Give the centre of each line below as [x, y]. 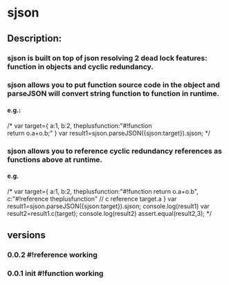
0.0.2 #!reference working [53, 255]
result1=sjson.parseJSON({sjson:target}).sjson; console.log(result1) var [108, 206]
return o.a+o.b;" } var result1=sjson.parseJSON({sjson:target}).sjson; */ [109, 133]
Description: [35, 38]
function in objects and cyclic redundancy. [81, 66]
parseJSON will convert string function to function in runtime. [113, 93]
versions [27, 236]
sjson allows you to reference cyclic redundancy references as [115, 151]
